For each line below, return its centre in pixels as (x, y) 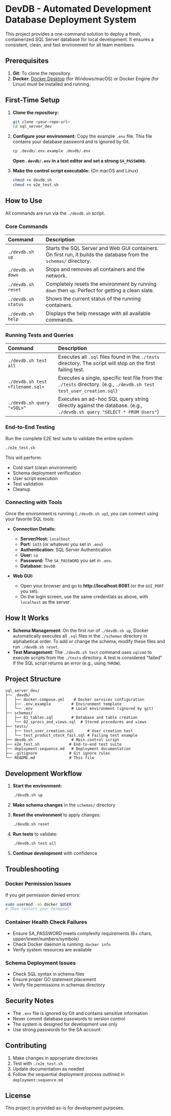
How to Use (24, 201)
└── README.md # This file (50, 758)
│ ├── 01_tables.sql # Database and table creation (72, 718)
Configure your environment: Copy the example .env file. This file (82, 136)
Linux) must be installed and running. (51, 84)
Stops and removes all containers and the (95, 269)
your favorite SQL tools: (30, 519)
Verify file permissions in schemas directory (59, 985)
